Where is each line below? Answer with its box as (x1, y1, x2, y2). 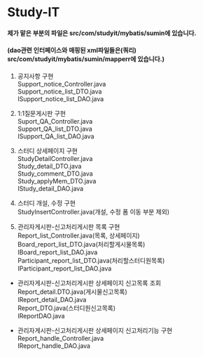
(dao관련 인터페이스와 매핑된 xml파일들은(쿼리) (7, 46, 136, 55)
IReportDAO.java (17, 311, 65, 320)
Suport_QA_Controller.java (17, 117, 93, 125)
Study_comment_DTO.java (17, 169, 93, 178)
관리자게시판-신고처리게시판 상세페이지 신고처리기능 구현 (17, 326, 173, 335)
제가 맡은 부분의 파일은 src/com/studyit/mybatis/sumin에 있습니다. (7, 29, 197, 37)
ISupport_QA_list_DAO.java (17, 131, 94, 141)
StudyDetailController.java (17, 154, 93, 162)
